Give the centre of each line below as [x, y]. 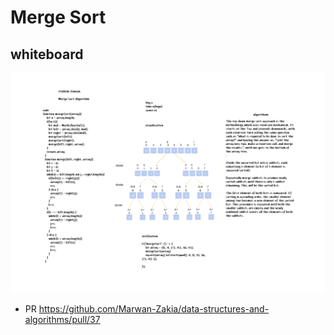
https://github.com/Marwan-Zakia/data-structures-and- [154, 309]
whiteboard [47, 54]
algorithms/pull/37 [62, 320]
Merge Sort [58, 17]
